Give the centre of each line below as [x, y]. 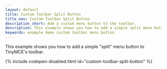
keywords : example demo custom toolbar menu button [60, 33]
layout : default [22, 10]
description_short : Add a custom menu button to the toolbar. [71, 23]
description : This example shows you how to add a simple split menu [79, 28]
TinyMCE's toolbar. [25, 52]
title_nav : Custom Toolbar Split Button [48, 19]
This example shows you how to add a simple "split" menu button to [75, 47]
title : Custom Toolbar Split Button [43, 14]
